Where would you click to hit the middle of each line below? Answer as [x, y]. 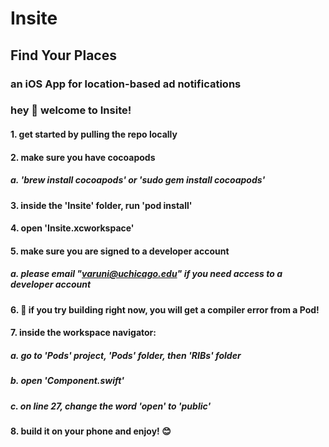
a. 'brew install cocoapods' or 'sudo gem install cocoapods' [138, 180]
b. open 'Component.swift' [67, 381]
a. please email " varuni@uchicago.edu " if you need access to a [146, 274]
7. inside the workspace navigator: [83, 333]
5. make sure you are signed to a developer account [120, 251]
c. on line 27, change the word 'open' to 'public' [111, 406]
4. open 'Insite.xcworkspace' [72, 228]
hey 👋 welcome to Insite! [71, 110]
